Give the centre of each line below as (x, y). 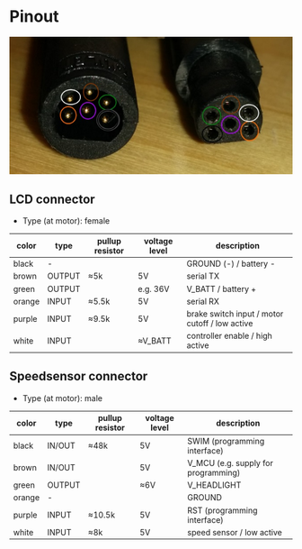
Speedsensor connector (79, 376)
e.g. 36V (154, 288)
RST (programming (222, 510)
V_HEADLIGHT (214, 485)
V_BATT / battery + (222, 288)
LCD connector (53, 200)
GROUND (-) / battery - (231, 264)
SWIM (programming (226, 441)
